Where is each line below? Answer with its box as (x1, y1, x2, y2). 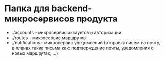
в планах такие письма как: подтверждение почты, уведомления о (11, 45, 154, 51)
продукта (76, 13, 118, 24)
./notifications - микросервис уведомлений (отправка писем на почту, (11, 40, 161, 45)
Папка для (4, 3, 50, 14)
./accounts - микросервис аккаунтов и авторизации (11, 29, 122, 35)
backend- (51, 3, 92, 14)
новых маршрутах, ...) (11, 50, 58, 56)
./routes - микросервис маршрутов (11, 35, 86, 41)
